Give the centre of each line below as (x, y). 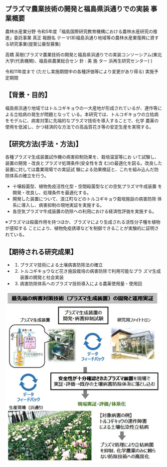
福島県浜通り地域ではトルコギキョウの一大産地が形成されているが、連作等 (82, 108)
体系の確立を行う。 (29, 176)
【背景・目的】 (28, 95)
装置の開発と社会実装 (42, 277)
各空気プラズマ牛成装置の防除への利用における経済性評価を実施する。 (84, 211)
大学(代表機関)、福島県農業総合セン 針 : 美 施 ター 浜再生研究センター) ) (79, 61)
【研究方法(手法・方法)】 (44, 144)
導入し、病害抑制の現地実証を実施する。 (63, 205)
